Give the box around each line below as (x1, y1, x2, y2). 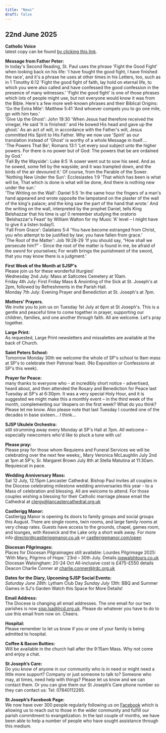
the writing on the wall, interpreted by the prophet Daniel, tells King (5, 206, 142, 212)
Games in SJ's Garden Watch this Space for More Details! (5, 586, 123, 592)
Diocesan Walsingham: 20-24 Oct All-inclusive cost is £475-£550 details (5, 560, 154, 566)
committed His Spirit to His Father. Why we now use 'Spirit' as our (5, 132, 140, 138)
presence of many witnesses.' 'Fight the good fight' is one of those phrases (5, 90, 160, 96)
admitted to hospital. (5, 631, 47, 637)
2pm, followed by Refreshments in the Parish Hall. (5, 284, 107, 290)
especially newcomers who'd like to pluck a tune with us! (5, 432, 121, 438)
